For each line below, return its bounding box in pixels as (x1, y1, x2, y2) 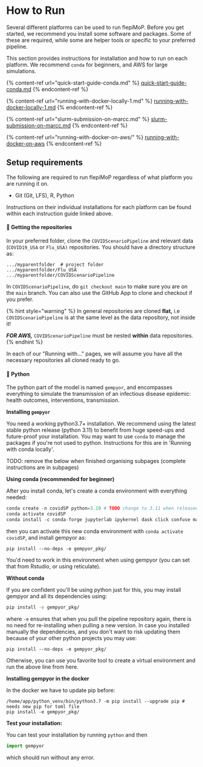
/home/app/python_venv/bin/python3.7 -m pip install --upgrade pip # (6, 698, 185, 704)
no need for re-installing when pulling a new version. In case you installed (6, 621, 190, 629)
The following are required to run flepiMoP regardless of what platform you (6, 173, 193, 181)
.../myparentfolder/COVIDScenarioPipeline (6, 272, 115, 278)
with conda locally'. (6, 445, 54, 453)
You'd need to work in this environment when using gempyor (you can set (6, 556, 190, 563)
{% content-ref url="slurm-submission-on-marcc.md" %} (6, 115, 150, 123)
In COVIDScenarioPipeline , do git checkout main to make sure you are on (6, 282, 188, 290)
